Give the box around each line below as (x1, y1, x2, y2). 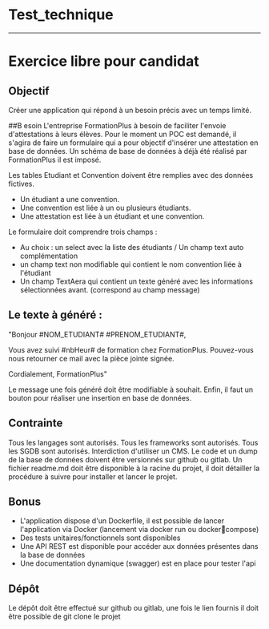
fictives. (8, 179, 34, 188)
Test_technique (8, 6, 114, 24)
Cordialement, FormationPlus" (8, 369, 108, 378)
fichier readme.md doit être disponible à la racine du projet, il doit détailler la (8, 463, 260, 473)
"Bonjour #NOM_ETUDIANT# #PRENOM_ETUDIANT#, (8, 329, 187, 339)
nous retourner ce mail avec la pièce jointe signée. (8, 353, 175, 363)
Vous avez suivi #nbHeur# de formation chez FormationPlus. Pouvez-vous (8, 345, 254, 354)
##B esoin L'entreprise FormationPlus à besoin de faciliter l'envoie (8, 120, 227, 130)
